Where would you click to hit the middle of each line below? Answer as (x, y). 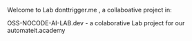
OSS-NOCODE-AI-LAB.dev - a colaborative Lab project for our (96, 23)
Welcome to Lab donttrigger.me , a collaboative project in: (89, 10)
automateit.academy (36, 30)
